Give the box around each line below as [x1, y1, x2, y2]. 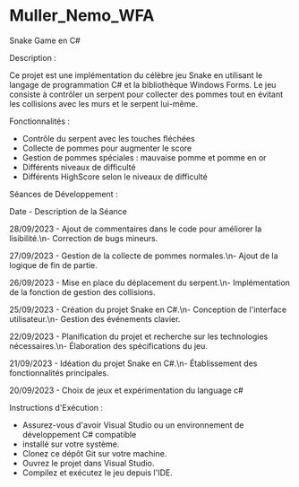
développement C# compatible [21, 429, 137, 439]
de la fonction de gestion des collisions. [9, 286, 156, 297]
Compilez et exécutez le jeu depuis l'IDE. [21, 467, 173, 478]
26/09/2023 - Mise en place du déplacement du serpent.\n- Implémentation [9, 277, 291, 288]
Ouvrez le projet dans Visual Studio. [21, 457, 155, 468]
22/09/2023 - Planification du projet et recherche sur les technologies [9, 331, 269, 342]
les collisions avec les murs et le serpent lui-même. [9, 98, 199, 109]
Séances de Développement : [9, 188, 118, 199]
